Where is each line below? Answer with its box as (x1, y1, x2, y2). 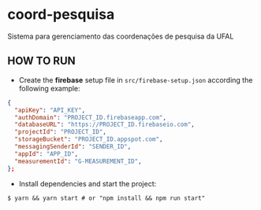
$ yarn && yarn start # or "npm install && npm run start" (7, 194, 206, 202)
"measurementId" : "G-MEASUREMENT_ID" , (14, 157, 143, 165)
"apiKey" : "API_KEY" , (14, 106, 86, 114)
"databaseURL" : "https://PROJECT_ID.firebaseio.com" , (14, 120, 195, 129)
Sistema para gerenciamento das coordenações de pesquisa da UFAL (7, 31, 234, 41)
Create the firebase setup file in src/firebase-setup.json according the (18, 75, 253, 84)
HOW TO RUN (7, 54, 76, 68)
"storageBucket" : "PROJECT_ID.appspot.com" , (14, 135, 163, 143)
